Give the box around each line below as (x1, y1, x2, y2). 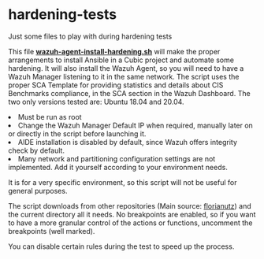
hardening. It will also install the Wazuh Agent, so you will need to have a (8, 63, 244, 72)
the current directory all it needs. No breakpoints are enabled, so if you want (8, 209, 256, 219)
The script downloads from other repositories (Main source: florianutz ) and (8, 201, 252, 210)
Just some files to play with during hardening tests (8, 31, 173, 41)
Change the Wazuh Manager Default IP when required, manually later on (18, 120, 254, 130)
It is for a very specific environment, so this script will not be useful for (8, 177, 237, 187)
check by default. (8, 146, 65, 155)
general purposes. (8, 186, 68, 195)
